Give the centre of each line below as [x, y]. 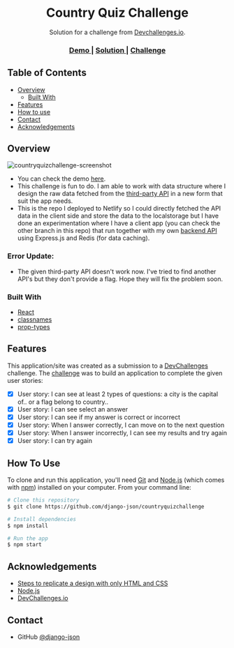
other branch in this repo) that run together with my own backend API [117, 231]
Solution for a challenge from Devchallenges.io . [117, 32]
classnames [35, 319]
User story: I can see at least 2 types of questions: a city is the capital [118, 394]
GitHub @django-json [49, 637]
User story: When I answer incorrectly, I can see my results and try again [122, 433]
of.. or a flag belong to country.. [63, 402]
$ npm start [24, 545]
